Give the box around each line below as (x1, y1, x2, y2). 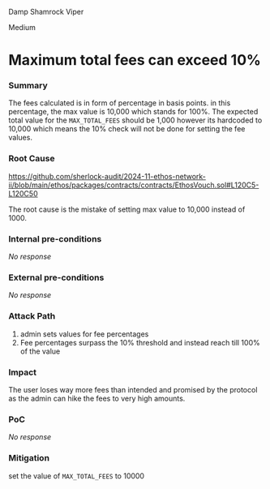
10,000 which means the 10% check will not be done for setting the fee (8, 124, 246, 134)
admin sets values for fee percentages (19, 328, 149, 339)
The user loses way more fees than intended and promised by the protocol (8, 384, 258, 394)
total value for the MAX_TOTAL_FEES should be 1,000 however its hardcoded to (8, 115, 263, 125)
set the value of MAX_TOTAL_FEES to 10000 (8, 470, 144, 481)
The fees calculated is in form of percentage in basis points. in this (8, 98, 231, 108)
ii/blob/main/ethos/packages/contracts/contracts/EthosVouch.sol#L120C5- (8, 180, 259, 190)
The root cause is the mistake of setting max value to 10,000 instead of (8, 204, 246, 214)
